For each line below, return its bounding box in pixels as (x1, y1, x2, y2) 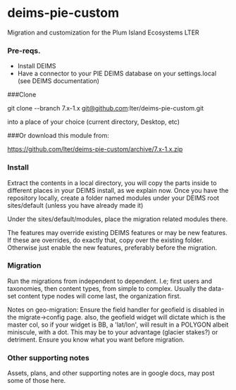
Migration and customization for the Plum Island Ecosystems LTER (7, 28, 199, 37)
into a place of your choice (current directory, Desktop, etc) (7, 118, 180, 126)
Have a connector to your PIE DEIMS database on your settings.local (17, 69, 217, 78)
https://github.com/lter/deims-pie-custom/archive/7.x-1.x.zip (7, 145, 183, 153)
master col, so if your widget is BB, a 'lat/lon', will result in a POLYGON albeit (7, 320, 229, 329)
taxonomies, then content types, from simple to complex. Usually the (7, 284, 207, 293)
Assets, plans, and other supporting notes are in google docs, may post (7, 369, 215, 377)
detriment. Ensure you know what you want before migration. (7, 335, 185, 344)
